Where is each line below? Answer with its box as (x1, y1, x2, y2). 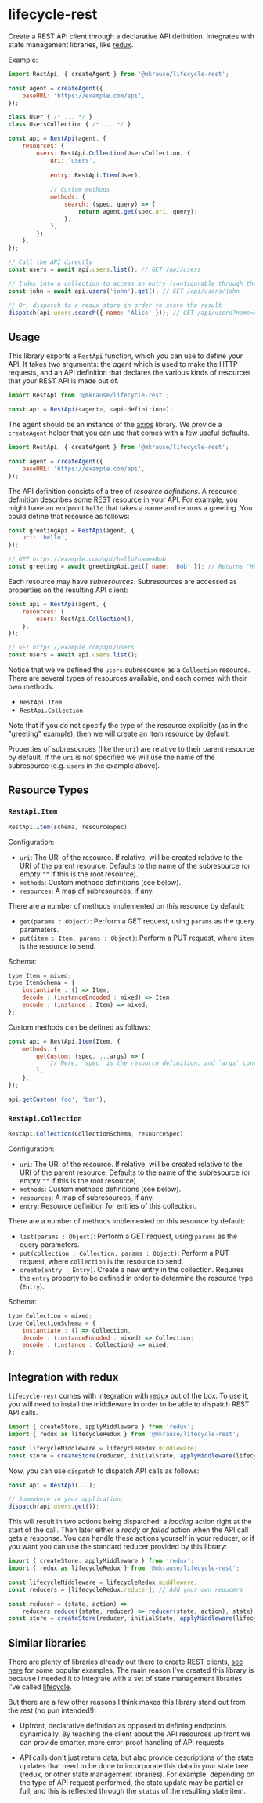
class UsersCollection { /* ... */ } (8, 120, 131, 129)
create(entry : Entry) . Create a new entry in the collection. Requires (19, 1264, 245, 1274)
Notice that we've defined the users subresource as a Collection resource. (8, 665, 250, 675)
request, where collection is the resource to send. (19, 1256, 184, 1266)
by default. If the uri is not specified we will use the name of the (8, 752, 215, 762)
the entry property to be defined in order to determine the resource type (19, 1273, 254, 1282)
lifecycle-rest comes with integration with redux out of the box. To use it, (8, 1392, 249, 1401)
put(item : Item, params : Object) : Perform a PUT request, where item (19, 933, 254, 942)
